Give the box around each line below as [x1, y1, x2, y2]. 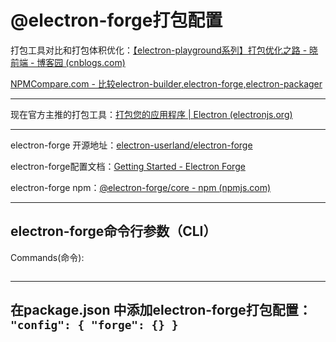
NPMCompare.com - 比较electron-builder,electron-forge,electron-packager [10, 77, 323, 90]
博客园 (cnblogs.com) [36, 56, 126, 68]
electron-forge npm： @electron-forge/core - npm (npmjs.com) [10, 181, 272, 193]
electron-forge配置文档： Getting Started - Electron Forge [10, 160, 246, 172]
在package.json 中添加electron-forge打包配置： [10, 302, 312, 319]
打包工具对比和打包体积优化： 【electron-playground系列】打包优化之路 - [10, 44, 308, 56]
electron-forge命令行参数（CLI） [10, 223, 217, 240]
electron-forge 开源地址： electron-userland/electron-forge [10, 139, 253, 151]
